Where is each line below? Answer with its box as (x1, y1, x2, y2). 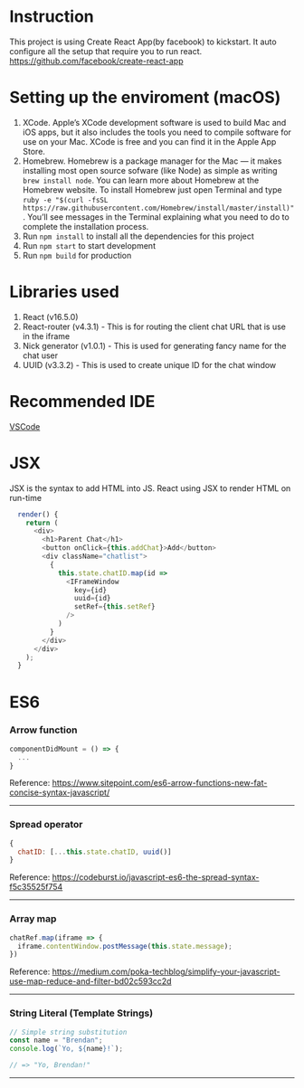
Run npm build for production (22, 250, 132, 260)
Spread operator (9, 818, 83, 831)
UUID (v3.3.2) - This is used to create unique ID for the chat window (22, 359, 277, 370)
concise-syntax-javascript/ (9, 787, 110, 798)
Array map (9, 913, 57, 925)
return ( (25, 518, 59, 527)
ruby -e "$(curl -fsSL (22, 195, 109, 204)
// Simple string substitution (9, 1027, 128, 1036)
